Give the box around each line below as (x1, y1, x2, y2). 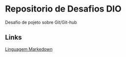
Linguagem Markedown (5, 46, 53, 52)
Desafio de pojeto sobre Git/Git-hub (5, 19, 77, 25)
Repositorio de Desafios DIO (5, 3, 122, 14)
